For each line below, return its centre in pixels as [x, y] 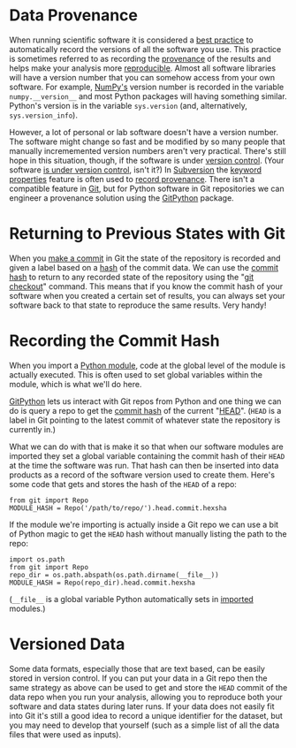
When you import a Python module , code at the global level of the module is [147, 365]
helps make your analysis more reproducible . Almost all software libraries [143, 68]
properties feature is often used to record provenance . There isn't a [132, 179]
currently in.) [32, 429]
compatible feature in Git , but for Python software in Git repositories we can [147, 188]
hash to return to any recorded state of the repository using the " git [132, 277]
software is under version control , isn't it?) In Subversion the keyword [136, 170]
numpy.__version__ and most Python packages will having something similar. [148, 96]
